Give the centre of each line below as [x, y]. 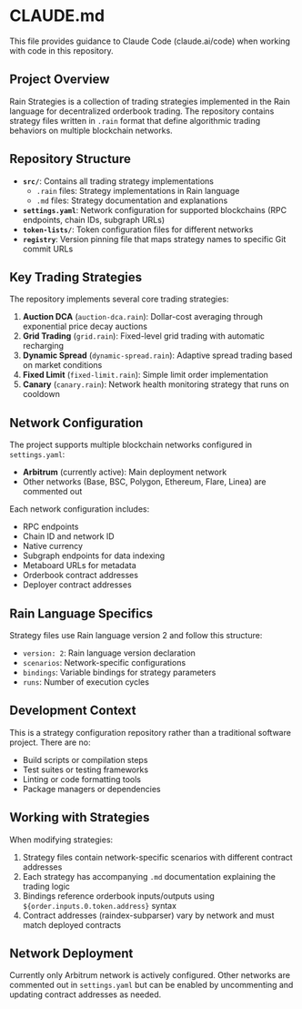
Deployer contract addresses [77, 585]
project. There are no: [50, 742]
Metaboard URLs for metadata [79, 566]
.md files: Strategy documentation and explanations [132, 200]
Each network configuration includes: [80, 509]
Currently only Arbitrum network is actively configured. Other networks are [150, 975]
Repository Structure [70, 159]
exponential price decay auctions [85, 326]
